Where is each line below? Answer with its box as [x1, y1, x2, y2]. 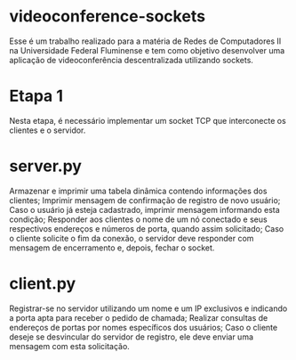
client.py [9, 274, 76, 293]
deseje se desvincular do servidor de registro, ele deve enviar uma [9, 331, 254, 342]
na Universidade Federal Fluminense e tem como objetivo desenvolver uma [9, 45, 285, 55]
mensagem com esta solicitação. [9, 340, 131, 351]
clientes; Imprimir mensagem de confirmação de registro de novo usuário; [9, 194, 281, 206]
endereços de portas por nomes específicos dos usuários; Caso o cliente [9, 322, 278, 332]
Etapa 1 [9, 86, 64, 106]
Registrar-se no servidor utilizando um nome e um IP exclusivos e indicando [9, 303, 288, 314]
